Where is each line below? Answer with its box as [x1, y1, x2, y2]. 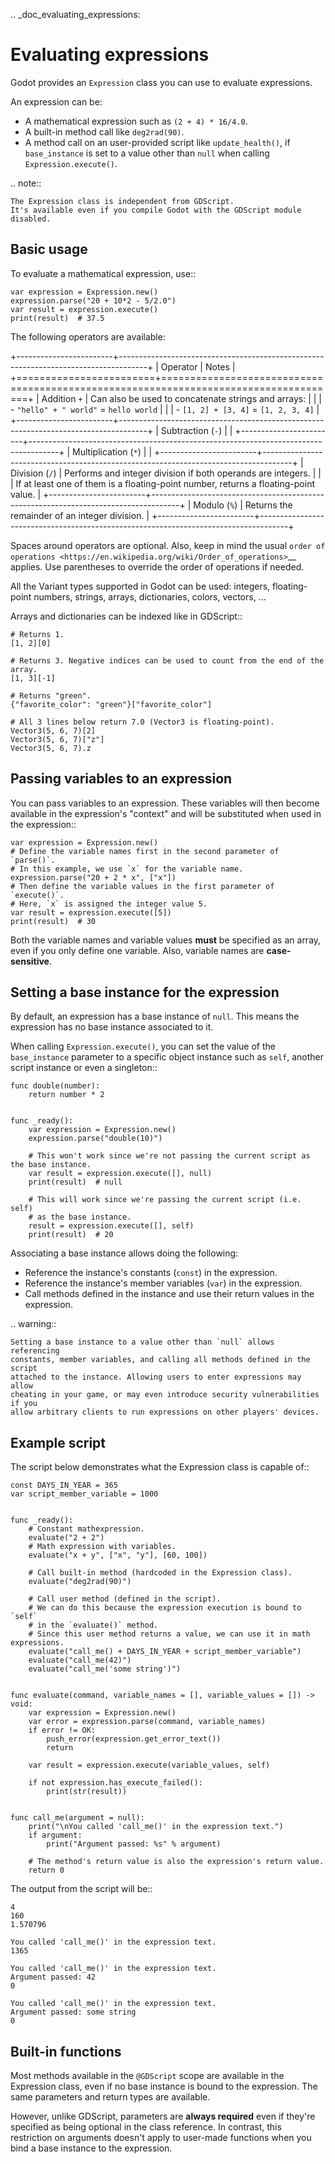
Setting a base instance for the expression [10, 984, 280, 1001]
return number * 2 [28, 1090, 105, 1100]
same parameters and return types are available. [10, 2091, 211, 2103]
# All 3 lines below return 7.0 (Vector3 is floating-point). [10, 717, 275, 727]
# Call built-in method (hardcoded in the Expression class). [28, 1568, 293, 1578]
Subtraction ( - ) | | [160, 424, 233, 436]
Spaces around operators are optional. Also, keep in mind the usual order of [10, 539, 326, 551]
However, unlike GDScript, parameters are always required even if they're [10, 2110, 316, 2122]
